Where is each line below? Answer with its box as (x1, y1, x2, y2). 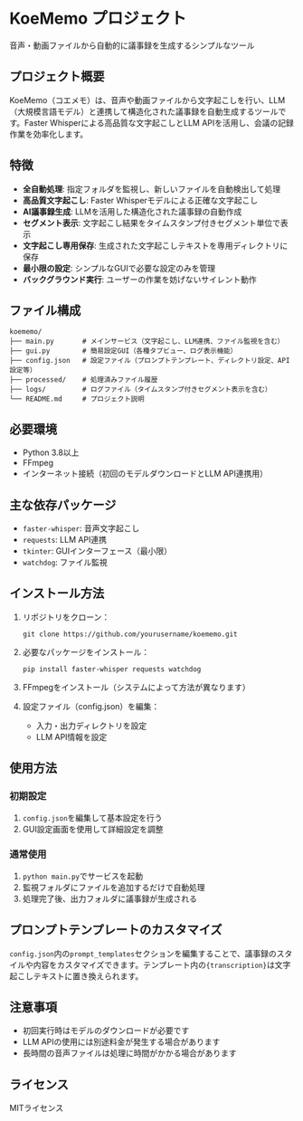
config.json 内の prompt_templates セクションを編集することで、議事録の (9, 947, 278, 959)
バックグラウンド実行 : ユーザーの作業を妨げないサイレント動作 (22, 273, 257, 285)
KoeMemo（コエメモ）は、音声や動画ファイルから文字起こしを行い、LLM (9, 94, 286, 105)
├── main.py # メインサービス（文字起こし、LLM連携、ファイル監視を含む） (9, 337, 285, 347)
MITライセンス (9, 1103, 64, 1114)
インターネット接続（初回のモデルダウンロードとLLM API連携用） (22, 468, 269, 480)
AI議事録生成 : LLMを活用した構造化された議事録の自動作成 (22, 205, 242, 217)
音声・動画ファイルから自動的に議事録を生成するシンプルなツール (9, 40, 255, 51)
